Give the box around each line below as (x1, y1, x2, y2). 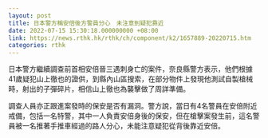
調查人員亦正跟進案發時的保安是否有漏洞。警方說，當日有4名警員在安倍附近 (8, 101, 258, 111)
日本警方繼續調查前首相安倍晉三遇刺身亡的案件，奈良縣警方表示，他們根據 (8, 65, 253, 74)
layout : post (8, 11, 52, 20)
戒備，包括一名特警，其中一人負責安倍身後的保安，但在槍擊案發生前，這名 (8, 111, 253, 120)
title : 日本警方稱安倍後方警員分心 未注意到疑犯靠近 (8, 19, 164, 27)
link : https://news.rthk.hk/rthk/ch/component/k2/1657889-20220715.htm (8, 34, 251, 42)
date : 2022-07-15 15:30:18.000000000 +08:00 (8, 26, 159, 34)
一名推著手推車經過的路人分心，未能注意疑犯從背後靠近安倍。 (22, 121, 225, 131)
